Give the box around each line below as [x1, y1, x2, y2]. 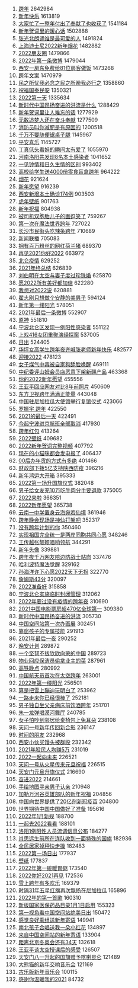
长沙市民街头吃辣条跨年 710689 [18, 228, 95, 234]
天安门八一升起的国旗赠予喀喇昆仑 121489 [18, 954, 121, 960]
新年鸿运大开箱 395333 [18, 472, 76, 479]
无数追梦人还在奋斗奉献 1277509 [18, 116, 98, 123]
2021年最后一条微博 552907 [18, 309, 87, 316]
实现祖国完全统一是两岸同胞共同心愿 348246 [18, 531, 128, 538]
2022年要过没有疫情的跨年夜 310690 [18, 598, 108, 605]
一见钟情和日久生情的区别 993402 [18, 161, 102, 168]
